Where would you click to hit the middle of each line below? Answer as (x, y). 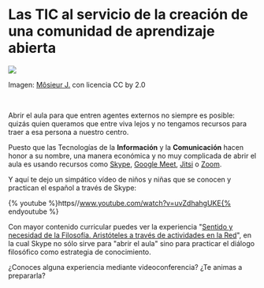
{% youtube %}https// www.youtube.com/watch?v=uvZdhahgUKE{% (119, 203)
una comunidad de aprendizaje (112, 31)
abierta (32, 48)
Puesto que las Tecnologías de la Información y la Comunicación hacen (126, 147)
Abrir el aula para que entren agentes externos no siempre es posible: (121, 115)
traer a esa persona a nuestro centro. (69, 132)
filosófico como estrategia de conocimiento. (80, 252)
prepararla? (27, 275)
